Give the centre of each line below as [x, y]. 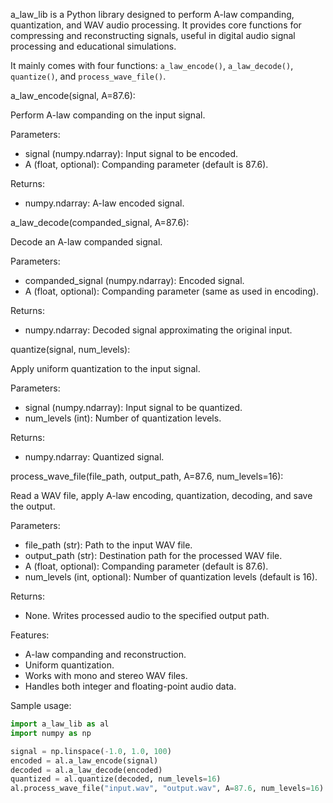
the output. [33, 506]
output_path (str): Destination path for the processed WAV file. [153, 555]
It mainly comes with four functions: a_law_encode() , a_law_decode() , [152, 65]
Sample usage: [41, 705]
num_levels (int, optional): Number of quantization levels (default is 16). [171, 577]
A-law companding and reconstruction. [105, 654]
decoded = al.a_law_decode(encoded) [86, 770]
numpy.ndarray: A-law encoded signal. [104, 203]
